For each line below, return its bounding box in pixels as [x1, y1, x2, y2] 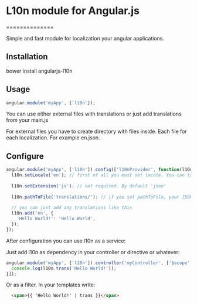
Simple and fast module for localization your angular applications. [6, 35, 164, 42]
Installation [6, 52, 48, 62]
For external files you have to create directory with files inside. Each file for [6, 128, 187, 135]
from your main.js [6, 117, 49, 124]
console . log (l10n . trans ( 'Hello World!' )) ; [11, 265, 117, 271]
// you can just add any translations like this [11, 205, 133, 211]
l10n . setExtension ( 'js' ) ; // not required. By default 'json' [11, 183, 167, 189]
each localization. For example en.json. [6, 134, 101, 141]
